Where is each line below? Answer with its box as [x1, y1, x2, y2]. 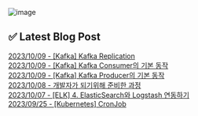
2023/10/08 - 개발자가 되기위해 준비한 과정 [8, 80, 141, 90]
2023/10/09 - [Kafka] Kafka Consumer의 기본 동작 [8, 60, 169, 70]
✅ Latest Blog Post [8, 30, 101, 43]
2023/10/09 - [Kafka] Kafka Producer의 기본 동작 [8, 70, 165, 80]
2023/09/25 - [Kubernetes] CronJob [8, 99, 127, 108]
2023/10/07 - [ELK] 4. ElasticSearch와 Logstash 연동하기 [8, 90, 190, 99]
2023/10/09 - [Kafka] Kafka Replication [8, 51, 136, 61]
